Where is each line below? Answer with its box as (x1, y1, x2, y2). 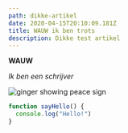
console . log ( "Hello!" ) (15, 110, 92, 119)
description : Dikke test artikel (8, 34, 121, 42)
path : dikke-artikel (8, 11, 78, 20)
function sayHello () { (8, 103, 85, 111)
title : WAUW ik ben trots (8, 26, 95, 34)
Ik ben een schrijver (8, 71, 74, 81)
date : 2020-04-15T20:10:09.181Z (8, 19, 117, 27)
